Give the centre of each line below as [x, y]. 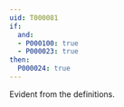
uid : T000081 [34, 18]
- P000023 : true [48, 52]
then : [19, 60]
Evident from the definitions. [62, 94]
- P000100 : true [48, 43]
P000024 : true [44, 69]
